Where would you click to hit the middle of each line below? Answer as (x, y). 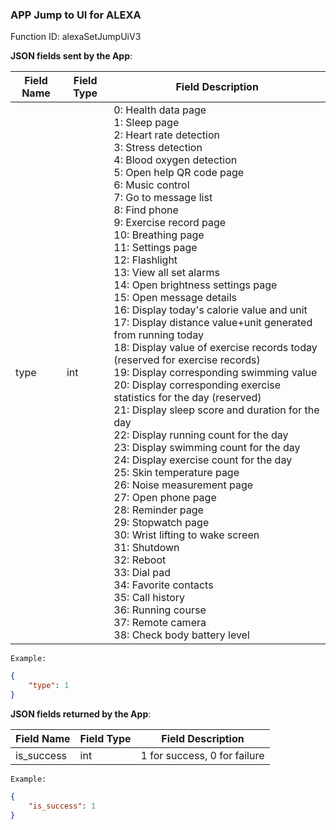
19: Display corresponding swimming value (215, 373)
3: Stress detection (158, 148)
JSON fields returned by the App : (81, 714)
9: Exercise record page (170, 223)
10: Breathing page (159, 235)
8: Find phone (146, 210)
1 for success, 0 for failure (202, 755)
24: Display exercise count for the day (203, 460)
